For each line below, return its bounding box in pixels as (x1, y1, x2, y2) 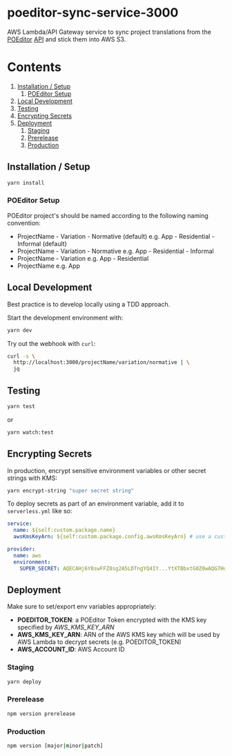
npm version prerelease (7, 710, 76, 717)
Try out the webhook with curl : (7, 339, 96, 347)
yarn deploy (7, 678, 41, 685)
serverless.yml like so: (7, 507, 72, 515)
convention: (7, 219, 41, 227)
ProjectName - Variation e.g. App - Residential (17, 254, 149, 262)
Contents (7, 59, 62, 75)
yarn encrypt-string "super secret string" (7, 487, 135, 494)
